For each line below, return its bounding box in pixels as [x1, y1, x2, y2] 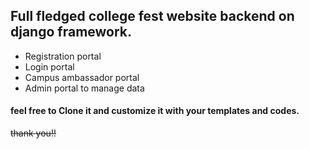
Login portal [24, 60, 75, 73]
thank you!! [10, 127, 57, 139]
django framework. [10, 24, 133, 41]
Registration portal [24, 50, 102, 62]
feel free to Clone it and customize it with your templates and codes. [10, 105, 300, 117]
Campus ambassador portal [24, 71, 140, 83]
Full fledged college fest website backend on [10, 8, 295, 25]
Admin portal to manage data [24, 82, 145, 94]
